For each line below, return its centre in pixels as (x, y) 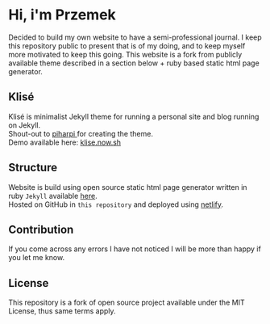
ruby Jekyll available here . (53, 196)
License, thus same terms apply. (62, 311)
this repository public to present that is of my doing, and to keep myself (127, 45)
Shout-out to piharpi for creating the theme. (81, 133)
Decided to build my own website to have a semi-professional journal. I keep (135, 37)
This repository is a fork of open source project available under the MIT (127, 303)
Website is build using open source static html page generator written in (128, 187)
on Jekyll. (25, 125)
